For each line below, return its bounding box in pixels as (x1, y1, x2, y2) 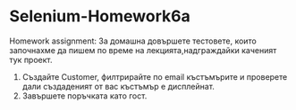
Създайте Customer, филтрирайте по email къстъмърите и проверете (21, 71, 288, 82)
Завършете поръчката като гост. (21, 90, 148, 101)
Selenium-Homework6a (9, 6, 190, 27)
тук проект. (9, 54, 53, 65)
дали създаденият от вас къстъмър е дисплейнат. (21, 81, 215, 91)
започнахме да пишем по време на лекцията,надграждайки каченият (9, 44, 277, 55)
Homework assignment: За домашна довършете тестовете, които (9, 35, 257, 46)
